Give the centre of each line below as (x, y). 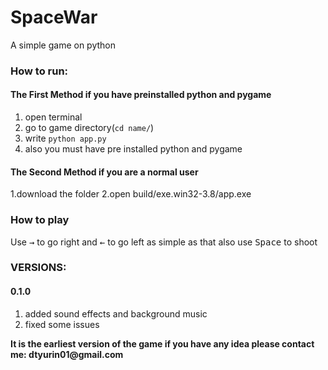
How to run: (39, 71)
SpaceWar (54, 17)
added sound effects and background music (116, 313)
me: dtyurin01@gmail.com (67, 354)
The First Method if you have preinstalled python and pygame (141, 95)
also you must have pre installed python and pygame (133, 149)
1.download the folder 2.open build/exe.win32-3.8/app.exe (131, 194)
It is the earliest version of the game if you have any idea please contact (162, 343)
